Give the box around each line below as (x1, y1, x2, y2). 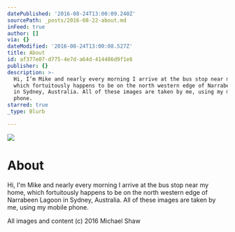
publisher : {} (7, 62, 49, 69)
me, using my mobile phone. (7, 203, 89, 211)
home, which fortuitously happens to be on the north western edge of (7, 188, 208, 196)
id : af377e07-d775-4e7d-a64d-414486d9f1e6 (7, 56, 133, 63)
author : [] (7, 29, 39, 37)
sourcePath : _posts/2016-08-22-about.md (7, 17, 127, 24)
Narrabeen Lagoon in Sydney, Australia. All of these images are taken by (7, 196, 216, 204)
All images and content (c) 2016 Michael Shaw (7, 217, 141, 225)
